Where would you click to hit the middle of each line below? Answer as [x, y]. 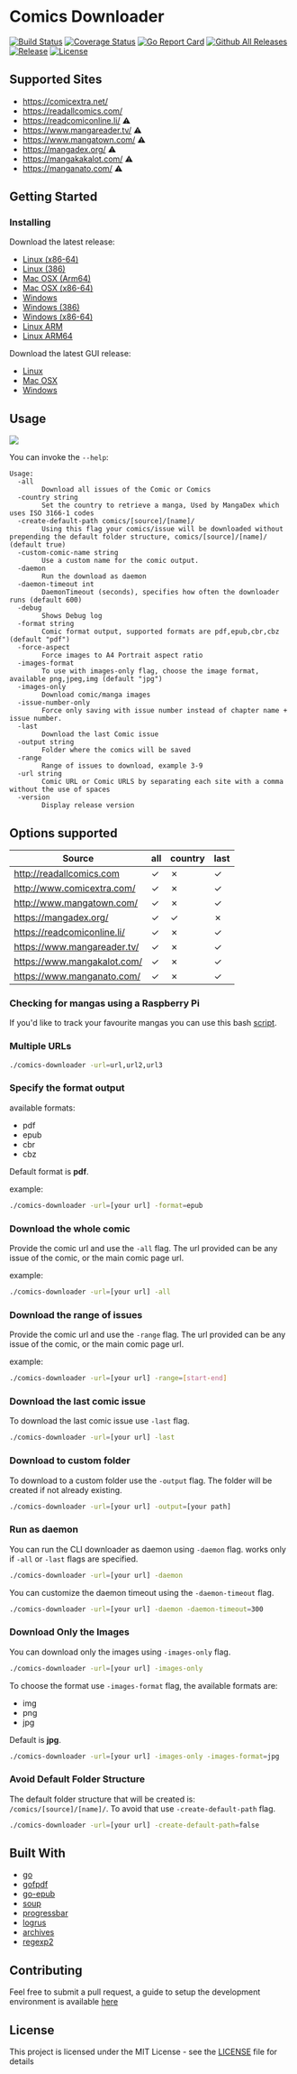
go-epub [39, 1894]
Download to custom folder [70, 1461]
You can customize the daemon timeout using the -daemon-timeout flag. [142, 1592]
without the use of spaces [60, 790]
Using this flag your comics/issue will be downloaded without [162, 530]
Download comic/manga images [96, 695]
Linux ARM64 [48, 336]
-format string [46, 624]
